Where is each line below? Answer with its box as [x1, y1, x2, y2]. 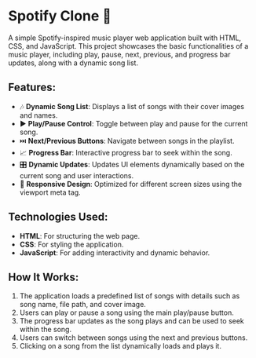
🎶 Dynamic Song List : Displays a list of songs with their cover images [19, 101, 245, 111]
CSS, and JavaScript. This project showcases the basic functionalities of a [8, 41, 249, 50]
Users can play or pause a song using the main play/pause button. [19, 308, 234, 317]
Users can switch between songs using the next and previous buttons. [19, 333, 248, 342]
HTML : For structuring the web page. [19, 231, 140, 240]
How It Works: [8, 270, 79, 283]
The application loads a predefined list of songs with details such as [19, 291, 240, 301]
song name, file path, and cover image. [19, 300, 147, 309]
